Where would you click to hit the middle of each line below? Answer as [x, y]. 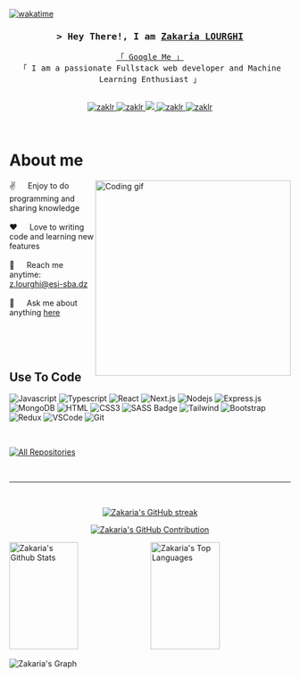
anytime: [25, 275]
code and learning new [51, 237]
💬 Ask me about [43, 303]
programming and [42, 199]
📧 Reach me [37, 265]
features [25, 247]
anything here [35, 313]
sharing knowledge [45, 208]
